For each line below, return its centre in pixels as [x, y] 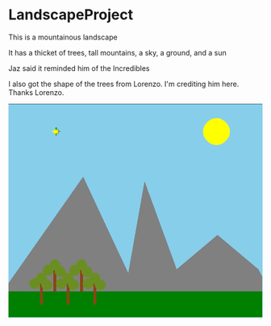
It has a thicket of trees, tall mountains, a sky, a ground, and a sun [118, 52]
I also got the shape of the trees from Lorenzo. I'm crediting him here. [124, 84]
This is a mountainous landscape [63, 37]
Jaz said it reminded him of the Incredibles [79, 68]
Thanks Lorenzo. [36, 92]
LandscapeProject [71, 15]
